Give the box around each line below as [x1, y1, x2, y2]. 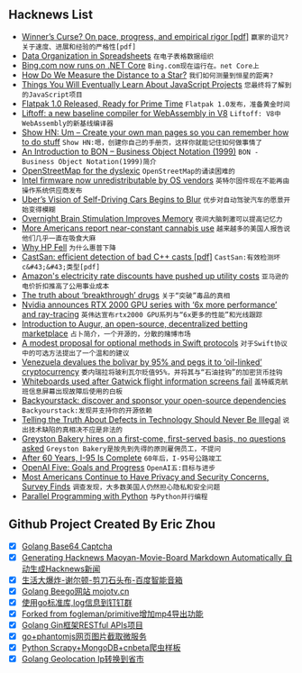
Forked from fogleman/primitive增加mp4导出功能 [21, 608, 204, 619]
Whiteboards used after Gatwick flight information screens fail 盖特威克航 [21, 376, 288, 387]
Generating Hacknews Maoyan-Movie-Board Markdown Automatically [21, 551, 283, 562]
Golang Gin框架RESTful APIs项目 [21, 620, 143, 630]
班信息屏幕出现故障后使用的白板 [21, 387, 124, 396]
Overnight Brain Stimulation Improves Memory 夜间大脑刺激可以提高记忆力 [21, 213, 283, 223]
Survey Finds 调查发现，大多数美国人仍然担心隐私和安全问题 [21, 481, 221, 492]
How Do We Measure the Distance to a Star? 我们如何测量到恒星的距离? [21, 69, 274, 80]
